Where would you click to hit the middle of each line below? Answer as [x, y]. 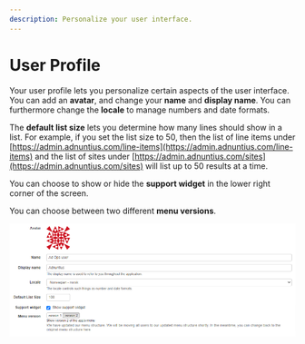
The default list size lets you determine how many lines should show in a [146, 127]
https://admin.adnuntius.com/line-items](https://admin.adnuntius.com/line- [152, 146]
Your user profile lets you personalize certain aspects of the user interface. [150, 90]
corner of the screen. [49, 193]
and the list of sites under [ [85, 156]
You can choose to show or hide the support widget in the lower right [140, 183]
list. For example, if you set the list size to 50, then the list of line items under [152, 137]
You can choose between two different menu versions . [113, 211]
